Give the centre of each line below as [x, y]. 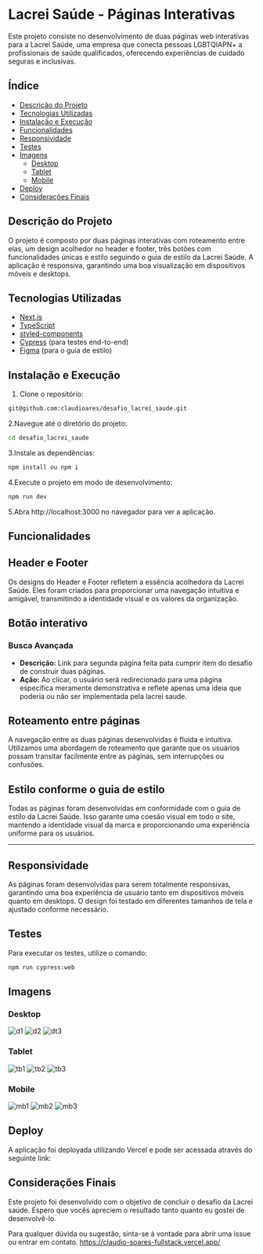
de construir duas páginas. [63, 671]
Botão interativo [48, 623]
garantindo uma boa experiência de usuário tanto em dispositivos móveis [126, 893]
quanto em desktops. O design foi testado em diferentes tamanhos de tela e [130, 901]
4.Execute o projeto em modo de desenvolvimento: [90, 482]
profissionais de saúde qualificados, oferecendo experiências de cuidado [126, 53]
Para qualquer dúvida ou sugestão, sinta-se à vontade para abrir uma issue [130, 1234]
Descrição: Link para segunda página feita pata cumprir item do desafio [136, 663]
